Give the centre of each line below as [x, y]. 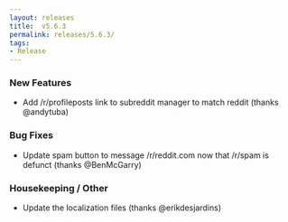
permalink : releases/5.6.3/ [62, 34]
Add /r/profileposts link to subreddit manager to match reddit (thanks [150, 102]
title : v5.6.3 [38, 26]
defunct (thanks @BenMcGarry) [82, 164]
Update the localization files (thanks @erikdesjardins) [122, 208]
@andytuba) [46, 112]
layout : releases [42, 18]
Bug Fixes [32, 135]
